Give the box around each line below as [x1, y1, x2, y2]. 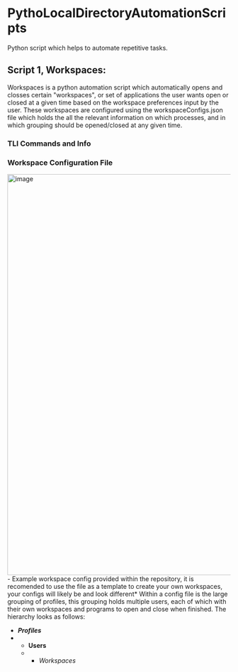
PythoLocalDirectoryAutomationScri [7, 5, 227, 21]
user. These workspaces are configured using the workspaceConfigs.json [7, 105, 223, 114]
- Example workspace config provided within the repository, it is [7, 574, 194, 583]
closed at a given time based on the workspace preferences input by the [7, 98, 220, 107]
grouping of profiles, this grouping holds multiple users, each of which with [7, 597, 227, 605]
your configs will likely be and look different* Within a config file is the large [7, 590, 228, 598]
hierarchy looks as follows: [7, 612, 86, 621]
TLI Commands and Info [7, 139, 91, 148]
